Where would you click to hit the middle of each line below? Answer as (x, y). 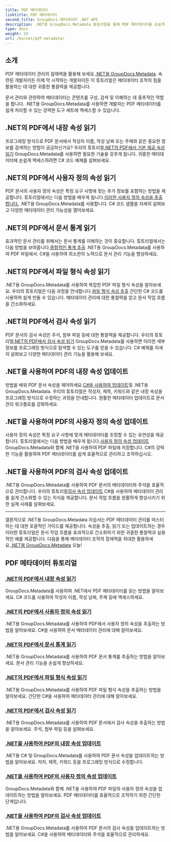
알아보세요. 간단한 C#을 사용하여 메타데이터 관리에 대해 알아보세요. (72, 696)
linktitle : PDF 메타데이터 (31, 15)
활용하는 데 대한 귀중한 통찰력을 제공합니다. (48, 86)
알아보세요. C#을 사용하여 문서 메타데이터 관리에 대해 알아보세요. (79, 630)
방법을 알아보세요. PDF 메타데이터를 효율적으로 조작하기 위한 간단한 (94, 795)
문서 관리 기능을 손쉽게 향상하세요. (50, 663)
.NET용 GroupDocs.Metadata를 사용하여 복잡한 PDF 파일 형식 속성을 (74, 284)
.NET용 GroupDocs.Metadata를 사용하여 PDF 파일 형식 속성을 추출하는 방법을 (83, 689)
